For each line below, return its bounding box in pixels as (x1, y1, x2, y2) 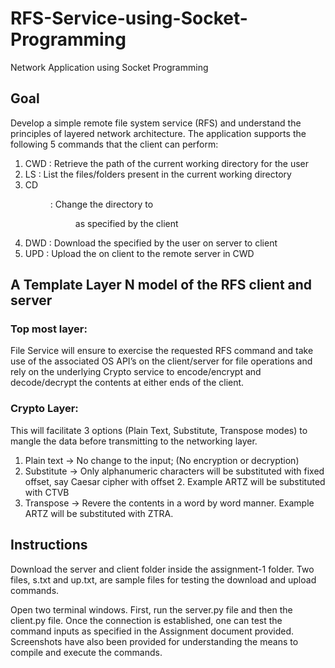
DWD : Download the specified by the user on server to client (24, 237, 278, 249)
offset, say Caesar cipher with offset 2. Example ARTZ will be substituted (24, 475, 326, 487)
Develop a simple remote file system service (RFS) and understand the (10, 117, 302, 129)
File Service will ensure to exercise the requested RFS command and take (10, 345, 314, 357)
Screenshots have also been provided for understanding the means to (10, 635, 299, 647)
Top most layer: (10, 322, 88, 336)
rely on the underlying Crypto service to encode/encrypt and (10, 366, 262, 378)
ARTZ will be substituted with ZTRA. (24, 507, 174, 519)
